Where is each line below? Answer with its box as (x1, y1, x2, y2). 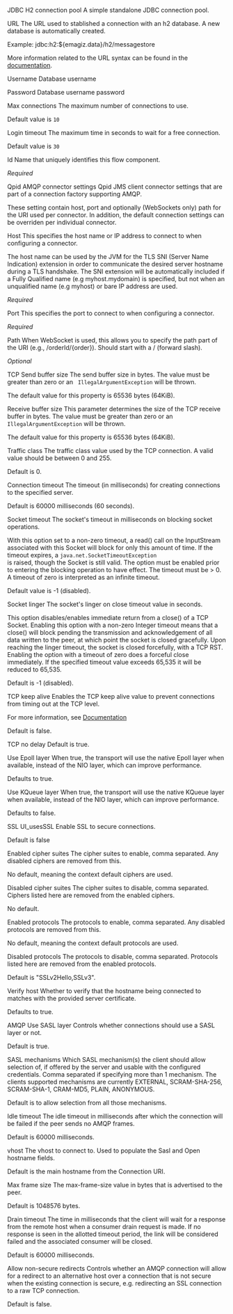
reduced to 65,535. (7, 665, 62, 674)
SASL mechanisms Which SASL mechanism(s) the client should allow (7, 1056, 207, 1063)
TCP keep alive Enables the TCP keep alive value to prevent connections (7, 692, 215, 700)
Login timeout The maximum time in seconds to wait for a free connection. (7, 129, 220, 136)
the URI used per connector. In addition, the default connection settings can (7, 211, 225, 219)
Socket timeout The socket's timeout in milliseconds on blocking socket (7, 515, 213, 523)
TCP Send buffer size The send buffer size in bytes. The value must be (7, 370, 210, 379)
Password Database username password (7, 88, 125, 96)
